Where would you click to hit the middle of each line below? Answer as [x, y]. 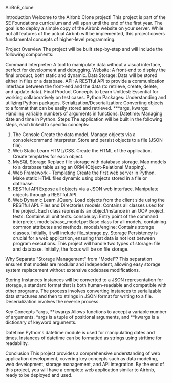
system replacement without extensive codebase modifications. [73, 270]
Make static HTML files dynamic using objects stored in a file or [80, 178]
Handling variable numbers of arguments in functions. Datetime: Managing [84, 113]
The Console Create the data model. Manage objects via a [74, 135]
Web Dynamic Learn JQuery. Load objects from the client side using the [89, 200]
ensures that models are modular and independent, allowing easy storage [83, 264]
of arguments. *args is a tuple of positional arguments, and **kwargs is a [82, 317]
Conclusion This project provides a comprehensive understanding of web [83, 353]
